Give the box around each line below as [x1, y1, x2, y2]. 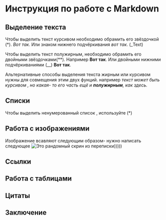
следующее [5, 143, 31, 149]
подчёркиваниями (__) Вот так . [5, 62, 71, 67]
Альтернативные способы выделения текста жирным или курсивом [5, 71, 151, 77]
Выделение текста [5, 23, 66, 31]
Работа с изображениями [5, 124, 90, 133]
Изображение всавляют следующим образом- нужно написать [5, 137, 142, 143]
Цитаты [5, 191, 30, 200]
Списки [5, 96, 30, 105]
